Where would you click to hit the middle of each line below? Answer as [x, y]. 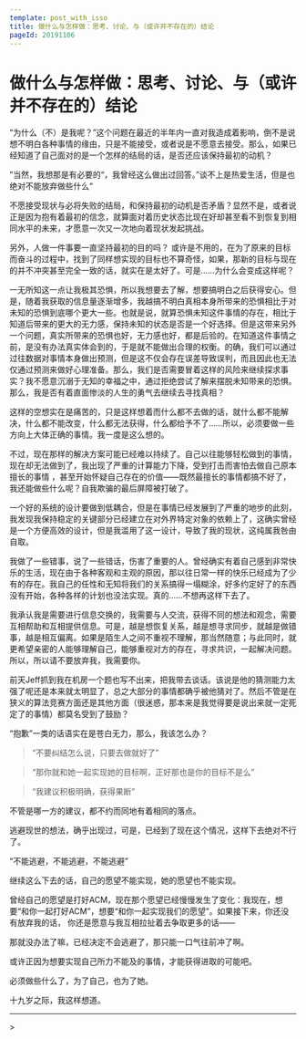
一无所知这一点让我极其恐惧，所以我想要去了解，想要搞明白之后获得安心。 [149, 290]
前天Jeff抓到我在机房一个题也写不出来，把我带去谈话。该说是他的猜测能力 [148, 680]
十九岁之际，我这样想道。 [57, 1001]
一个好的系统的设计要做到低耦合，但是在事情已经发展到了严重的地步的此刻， [153, 508]
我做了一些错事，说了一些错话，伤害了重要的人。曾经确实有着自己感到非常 [149, 561]
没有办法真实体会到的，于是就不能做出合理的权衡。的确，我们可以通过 [165, 347]
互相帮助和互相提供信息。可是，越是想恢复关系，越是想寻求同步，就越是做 [149, 627]
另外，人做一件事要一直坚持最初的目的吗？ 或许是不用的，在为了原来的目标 [150, 248]
